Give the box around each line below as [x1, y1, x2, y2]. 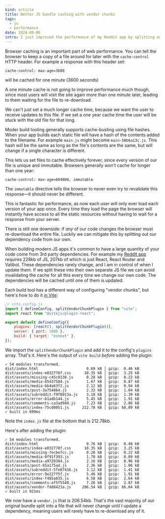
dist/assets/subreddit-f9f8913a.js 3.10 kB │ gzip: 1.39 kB [5, 392, 139, 397]
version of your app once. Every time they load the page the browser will [5, 206, 152, 212]
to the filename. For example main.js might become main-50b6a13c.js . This [5, 137, 157, 143]
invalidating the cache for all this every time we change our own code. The [5, 272, 156, 278]
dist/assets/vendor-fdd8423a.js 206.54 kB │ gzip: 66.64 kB [5, 484, 139, 489]
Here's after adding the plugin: [5, 427, 67, 433]
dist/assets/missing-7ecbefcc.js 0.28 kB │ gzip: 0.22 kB [5, 450, 139, 455]
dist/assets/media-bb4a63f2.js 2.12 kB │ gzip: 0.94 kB [5, 383, 139, 388]
